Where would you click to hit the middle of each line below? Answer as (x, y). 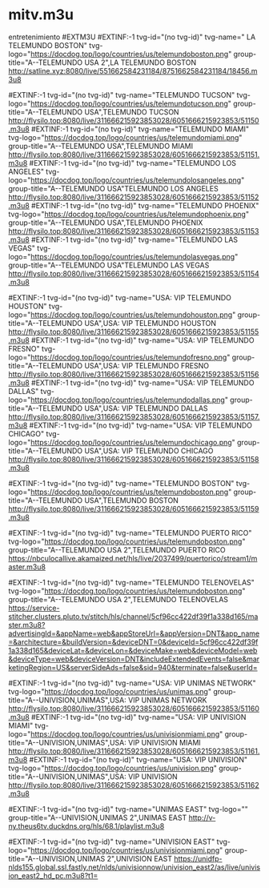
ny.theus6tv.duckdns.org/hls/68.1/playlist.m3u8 (86, 826)
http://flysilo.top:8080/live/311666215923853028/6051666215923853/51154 (134, 273)
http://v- (202, 818)
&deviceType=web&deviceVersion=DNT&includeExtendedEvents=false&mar (134, 659)
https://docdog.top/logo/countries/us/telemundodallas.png (128, 400)
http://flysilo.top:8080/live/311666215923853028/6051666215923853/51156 (134, 374)
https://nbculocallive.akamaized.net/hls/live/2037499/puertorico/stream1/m (133, 558)
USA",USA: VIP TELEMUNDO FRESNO (147, 365)
